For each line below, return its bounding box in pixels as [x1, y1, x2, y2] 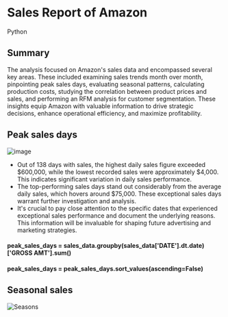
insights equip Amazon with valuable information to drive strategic [7, 101, 194, 110]
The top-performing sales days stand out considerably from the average [16, 182, 222, 190]
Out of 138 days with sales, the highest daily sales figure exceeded [16, 160, 206, 168]
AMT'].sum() [34, 249, 72, 257]
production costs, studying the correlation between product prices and [7, 87, 207, 95]
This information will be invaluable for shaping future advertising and [16, 218, 211, 227]
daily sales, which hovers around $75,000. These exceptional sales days [16, 190, 222, 198]
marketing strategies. [16, 226, 77, 234]
